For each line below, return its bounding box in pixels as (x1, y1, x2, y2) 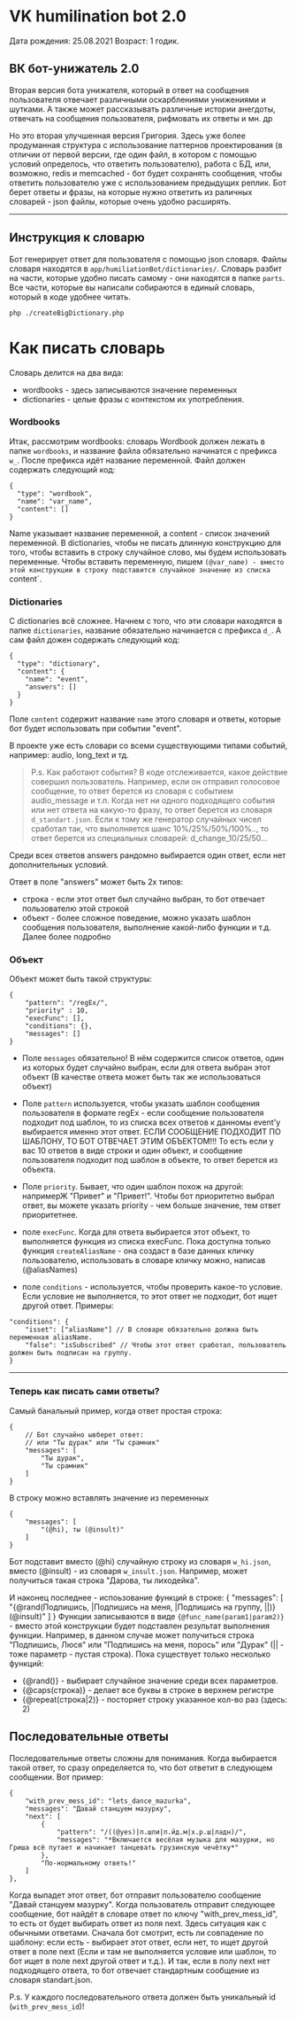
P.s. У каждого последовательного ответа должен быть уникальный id (9, 1992, 277, 2002)
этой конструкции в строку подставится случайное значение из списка (9, 565, 271, 574)
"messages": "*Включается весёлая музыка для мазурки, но (56, 1835, 275, 1845)
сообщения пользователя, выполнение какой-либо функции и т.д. (21, 922, 271, 932)
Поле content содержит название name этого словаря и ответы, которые (9, 714, 281, 724)
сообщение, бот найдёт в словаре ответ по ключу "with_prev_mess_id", (9, 1908, 278, 1919)
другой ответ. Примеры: (21, 1300, 114, 1311)
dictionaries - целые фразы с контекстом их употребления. (21, 394, 245, 404)
